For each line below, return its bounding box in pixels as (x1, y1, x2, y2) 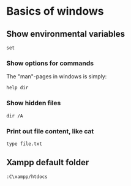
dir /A (6, 113, 23, 119)
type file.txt (6, 141, 43, 147)
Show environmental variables (6, 29, 125, 39)
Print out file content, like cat (6, 127, 94, 135)
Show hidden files (6, 99, 61, 108)
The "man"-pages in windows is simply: (6, 73, 107, 80)
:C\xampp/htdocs (6, 173, 48, 180)
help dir (6, 84, 29, 91)
